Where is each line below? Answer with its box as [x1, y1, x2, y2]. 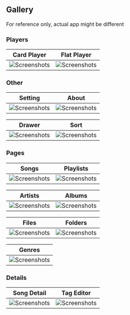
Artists [19, 191, 40, 200]
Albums [64, 191, 87, 200]
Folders [65, 218, 87, 226]
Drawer [18, 121, 40, 130]
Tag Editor [61, 289, 92, 297]
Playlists [64, 164, 89, 172]
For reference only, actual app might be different [6, 20, 124, 27]
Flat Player [61, 51, 92, 59]
